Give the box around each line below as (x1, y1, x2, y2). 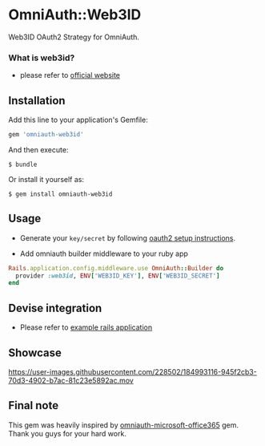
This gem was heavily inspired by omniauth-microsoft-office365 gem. (8, 420, 239, 430)
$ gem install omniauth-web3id (8, 190, 113, 198)
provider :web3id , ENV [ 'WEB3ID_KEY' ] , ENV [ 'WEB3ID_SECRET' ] (15, 271, 220, 280)
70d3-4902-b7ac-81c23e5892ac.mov (8, 375, 134, 385)
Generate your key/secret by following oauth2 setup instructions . (19, 233, 236, 242)
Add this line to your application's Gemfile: (8, 115, 148, 125)
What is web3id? (8, 52, 75, 63)
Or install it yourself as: (8, 174, 84, 184)
